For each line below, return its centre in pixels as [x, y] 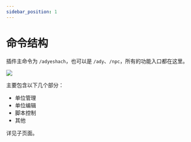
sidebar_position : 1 [32, 12]
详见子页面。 [22, 133]
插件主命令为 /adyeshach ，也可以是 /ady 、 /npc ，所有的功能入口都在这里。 [97, 61]
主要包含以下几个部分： [35, 85]
